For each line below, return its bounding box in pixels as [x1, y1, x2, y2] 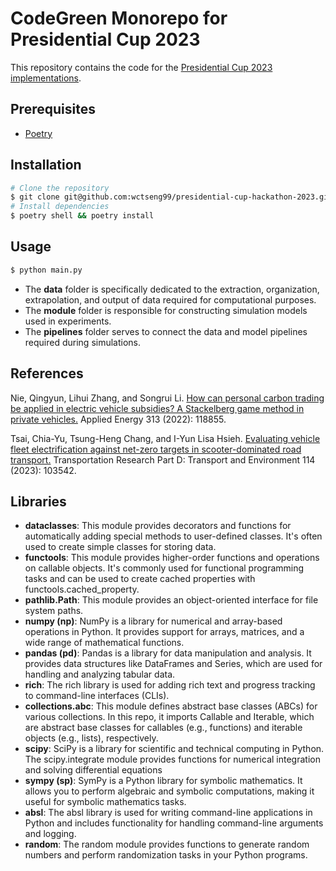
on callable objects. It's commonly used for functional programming [24, 562, 305, 574]
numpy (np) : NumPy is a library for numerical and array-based [24, 615, 283, 627]
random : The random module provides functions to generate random [24, 838, 310, 851]
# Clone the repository [10, 183, 110, 193]
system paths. [24, 605, 84, 617]
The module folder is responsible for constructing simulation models [24, 304, 308, 316]
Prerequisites [10, 101, 96, 118]
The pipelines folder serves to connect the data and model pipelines [24, 325, 308, 337]
